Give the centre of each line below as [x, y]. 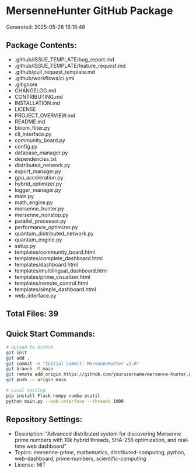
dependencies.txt [36, 158]
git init [17, 353]
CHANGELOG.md [35, 90]
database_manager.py [41, 153]
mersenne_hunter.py [39, 208]
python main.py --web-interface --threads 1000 [65, 401]
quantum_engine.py [38, 239]
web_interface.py [35, 295]
